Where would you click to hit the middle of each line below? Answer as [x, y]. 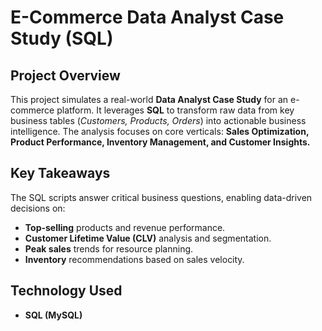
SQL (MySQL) [53, 315]
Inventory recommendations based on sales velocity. [134, 259]
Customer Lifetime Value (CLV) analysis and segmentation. [148, 238]
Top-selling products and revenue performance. [125, 227]
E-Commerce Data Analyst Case [147, 17]
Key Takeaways [60, 173]
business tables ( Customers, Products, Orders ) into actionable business [158, 120]
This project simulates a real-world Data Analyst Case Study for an [149, 99]
